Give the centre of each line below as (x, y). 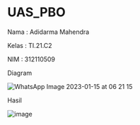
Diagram (20, 73)
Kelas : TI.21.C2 (30, 45)
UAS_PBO (36, 12)
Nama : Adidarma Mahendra (48, 32)
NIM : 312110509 (31, 59)
